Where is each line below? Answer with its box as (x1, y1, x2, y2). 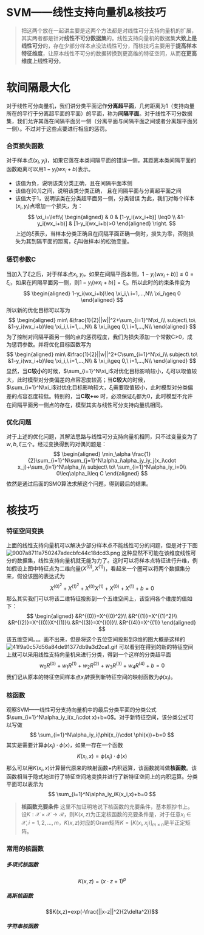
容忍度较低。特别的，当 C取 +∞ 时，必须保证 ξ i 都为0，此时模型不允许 (22, 392, 193, 401)
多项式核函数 (6, 861, 38, 868)
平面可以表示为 (6, 780, 44, 788)
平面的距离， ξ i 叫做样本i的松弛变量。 (41, 237, 132, 247)
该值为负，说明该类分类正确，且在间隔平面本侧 (15, 179, 132, 186)
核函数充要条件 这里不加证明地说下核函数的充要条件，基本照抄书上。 (21, 803, 193, 810)
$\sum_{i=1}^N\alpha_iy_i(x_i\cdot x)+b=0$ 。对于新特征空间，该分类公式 (6, 713, 189, 721)
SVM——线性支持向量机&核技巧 (6, 5, 166, 19)
